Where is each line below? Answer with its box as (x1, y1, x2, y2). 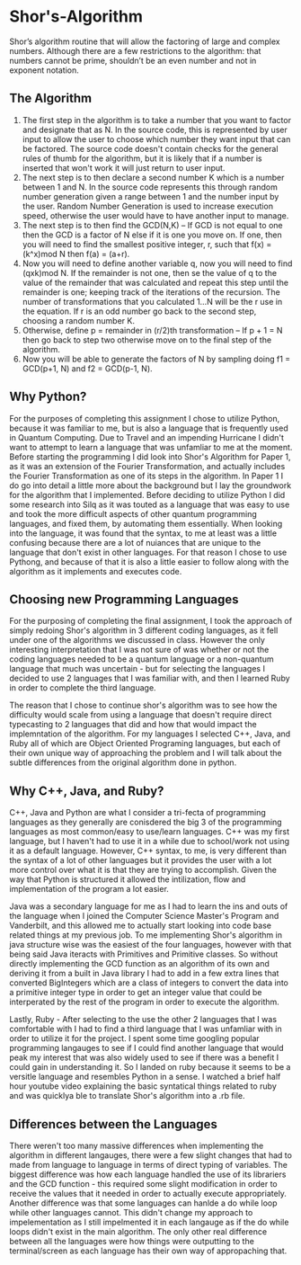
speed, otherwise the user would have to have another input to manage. (22, 209, 289, 221)
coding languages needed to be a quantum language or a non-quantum (9, 654, 274, 664)
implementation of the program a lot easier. (9, 884, 169, 895)
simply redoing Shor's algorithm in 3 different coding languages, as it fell (9, 625, 279, 636)
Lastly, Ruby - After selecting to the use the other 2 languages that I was (9, 1014, 277, 1025)
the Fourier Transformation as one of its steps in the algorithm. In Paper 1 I (9, 470, 284, 481)
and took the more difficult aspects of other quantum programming (9, 508, 258, 519)
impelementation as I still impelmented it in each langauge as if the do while (9, 1216, 289, 1227)
